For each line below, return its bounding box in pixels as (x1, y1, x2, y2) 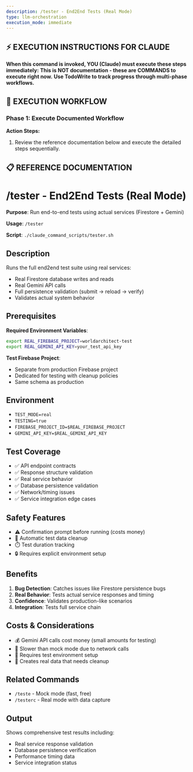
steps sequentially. (14, 145, 60, 152)
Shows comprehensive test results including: (6, 729, 114, 736)
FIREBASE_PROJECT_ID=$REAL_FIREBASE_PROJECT (14, 425, 126, 430)
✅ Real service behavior (14, 476, 73, 483)
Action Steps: (6, 127, 40, 134)
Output (6, 713, 32, 723)
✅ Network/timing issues (14, 489, 75, 496)
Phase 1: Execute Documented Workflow (6, 114, 124, 122)
